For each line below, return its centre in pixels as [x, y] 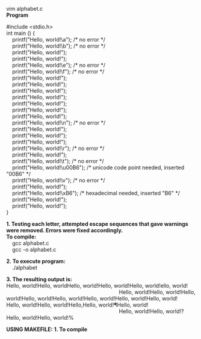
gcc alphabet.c [30, 243]
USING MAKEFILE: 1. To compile [47, 329]
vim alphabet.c [25, 9]
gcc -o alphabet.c [34, 250]
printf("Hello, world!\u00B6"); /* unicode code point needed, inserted [98, 167]
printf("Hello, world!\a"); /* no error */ [58, 39]
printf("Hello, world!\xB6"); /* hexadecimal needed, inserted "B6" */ [96, 193]
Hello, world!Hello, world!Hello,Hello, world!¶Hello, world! [77, 305]
